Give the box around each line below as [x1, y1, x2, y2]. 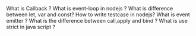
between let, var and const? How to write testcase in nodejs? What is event [6, 11, 190, 18]
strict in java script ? [6, 23, 55, 30]
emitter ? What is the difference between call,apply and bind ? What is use [6, 17, 188, 24]
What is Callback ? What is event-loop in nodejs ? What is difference [6, 5, 173, 12]
